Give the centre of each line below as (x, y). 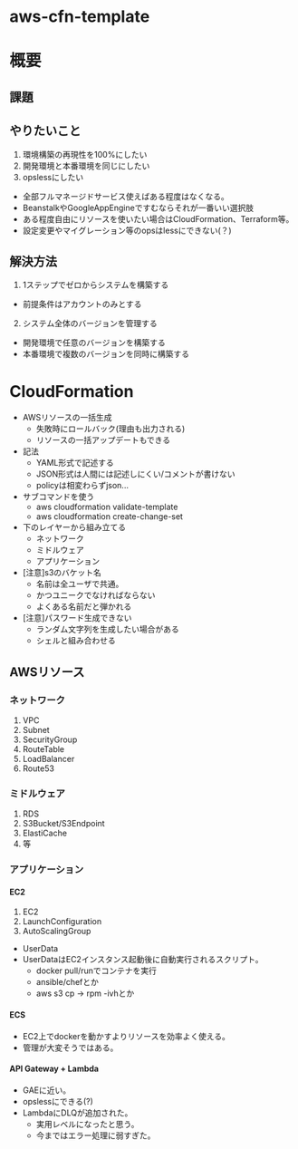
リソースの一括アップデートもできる (103, 440)
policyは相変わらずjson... (82, 486)
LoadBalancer (48, 759)
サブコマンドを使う (58, 497)
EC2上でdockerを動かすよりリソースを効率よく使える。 (126, 1036)
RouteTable (43, 749)
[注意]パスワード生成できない (77, 618)
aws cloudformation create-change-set (110, 517)
